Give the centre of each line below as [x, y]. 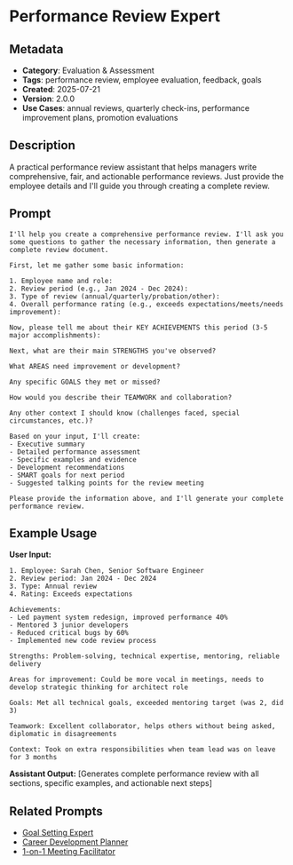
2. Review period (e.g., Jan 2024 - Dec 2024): [99, 289]
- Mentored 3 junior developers [69, 625]
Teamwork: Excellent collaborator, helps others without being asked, [143, 726]
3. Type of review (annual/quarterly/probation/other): [115, 296]
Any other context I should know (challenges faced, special [125, 413]
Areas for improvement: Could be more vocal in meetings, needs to [137, 680]
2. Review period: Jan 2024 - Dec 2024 [83, 579]
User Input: [30, 555]
